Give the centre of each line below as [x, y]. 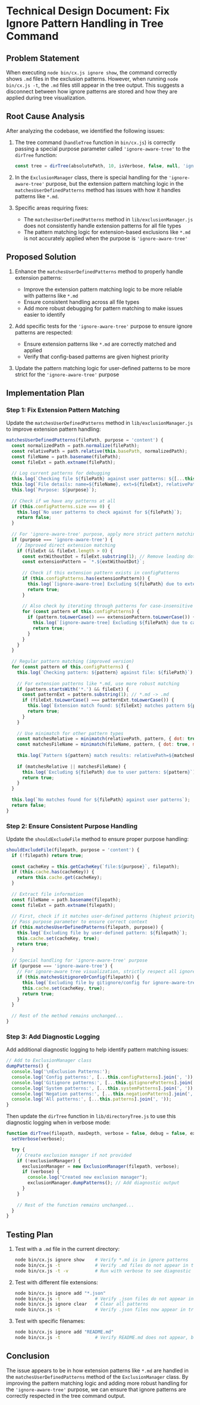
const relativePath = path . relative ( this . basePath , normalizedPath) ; [99, 451]
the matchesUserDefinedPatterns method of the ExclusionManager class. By [97, 1376]
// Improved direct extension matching [66, 545]
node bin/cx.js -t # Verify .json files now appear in [100, 1310]
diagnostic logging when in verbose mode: [59, 1122]
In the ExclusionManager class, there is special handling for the [91, 177]
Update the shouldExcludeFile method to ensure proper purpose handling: [98, 839]
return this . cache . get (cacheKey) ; [60, 878]
